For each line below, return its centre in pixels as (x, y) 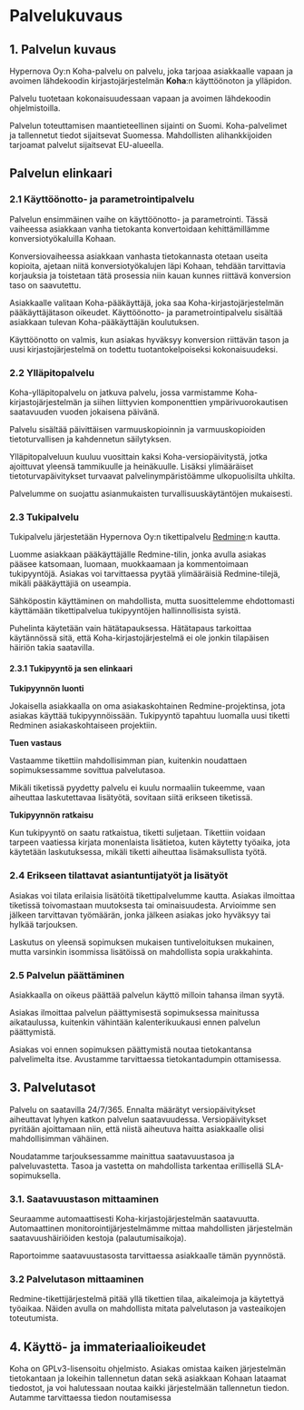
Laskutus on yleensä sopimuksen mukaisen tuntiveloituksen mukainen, (142, 942)
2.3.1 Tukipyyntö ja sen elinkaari (71, 668)
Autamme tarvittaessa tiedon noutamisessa (90, 1398)
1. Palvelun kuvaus (63, 50)
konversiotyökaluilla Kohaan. (63, 238)
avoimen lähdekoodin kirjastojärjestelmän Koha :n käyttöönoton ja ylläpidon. (151, 81)
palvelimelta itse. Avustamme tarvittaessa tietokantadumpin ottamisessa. (145, 1059)
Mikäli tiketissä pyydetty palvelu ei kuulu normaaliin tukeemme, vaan (137, 788)
